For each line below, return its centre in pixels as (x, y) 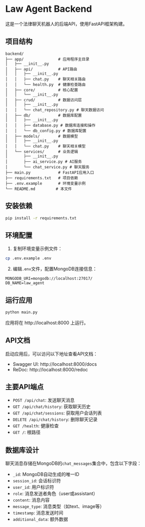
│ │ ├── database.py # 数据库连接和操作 (50, 125)
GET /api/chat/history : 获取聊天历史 (52, 407)
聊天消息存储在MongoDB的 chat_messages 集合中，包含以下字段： (74, 463)
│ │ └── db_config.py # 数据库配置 (46, 131)
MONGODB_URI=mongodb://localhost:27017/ (49, 279)
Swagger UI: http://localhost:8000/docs (55, 364)
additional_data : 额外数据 (40, 519)
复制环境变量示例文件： (37, 249)
